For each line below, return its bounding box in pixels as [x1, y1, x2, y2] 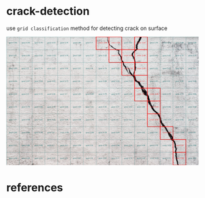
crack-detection [6, 4, 90, 18]
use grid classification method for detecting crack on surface [6, 24, 168, 32]
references [6, 180, 63, 194]
